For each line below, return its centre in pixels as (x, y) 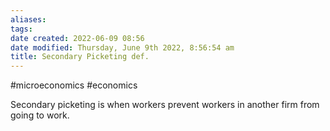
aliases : (28, 19)
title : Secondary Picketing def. (80, 57)
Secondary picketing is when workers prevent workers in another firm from (165, 105)
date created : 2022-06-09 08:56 (77, 38)
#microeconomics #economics (74, 85)
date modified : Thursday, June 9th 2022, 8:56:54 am (122, 47)
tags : (21, 29)
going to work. (40, 115)
